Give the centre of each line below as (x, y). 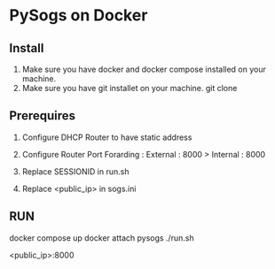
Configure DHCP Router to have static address (107, 137)
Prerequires (43, 116)
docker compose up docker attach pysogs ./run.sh (102, 238)
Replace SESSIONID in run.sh (75, 171)
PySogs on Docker (79, 15)
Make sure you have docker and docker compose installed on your (144, 69)
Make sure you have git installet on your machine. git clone (130, 88)
